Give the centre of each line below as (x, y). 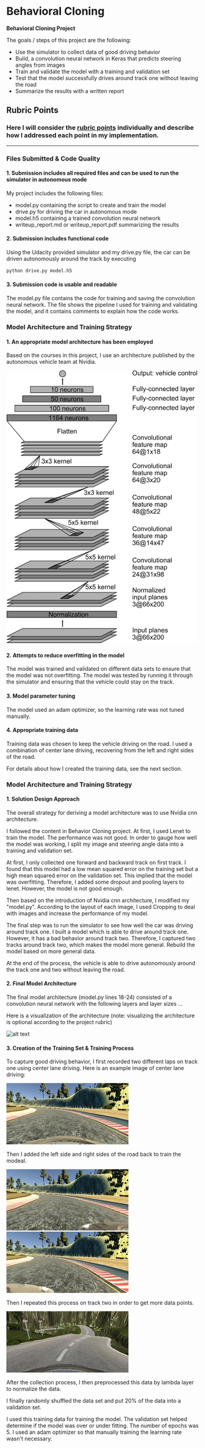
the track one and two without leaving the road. (66, 970)
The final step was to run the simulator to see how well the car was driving (100, 925)
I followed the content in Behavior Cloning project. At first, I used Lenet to (99, 831)
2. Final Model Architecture (41, 984)
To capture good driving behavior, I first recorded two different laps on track (102, 1061)
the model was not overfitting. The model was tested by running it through (100, 676)
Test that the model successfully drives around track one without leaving (106, 78)
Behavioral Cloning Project (41, 28)
